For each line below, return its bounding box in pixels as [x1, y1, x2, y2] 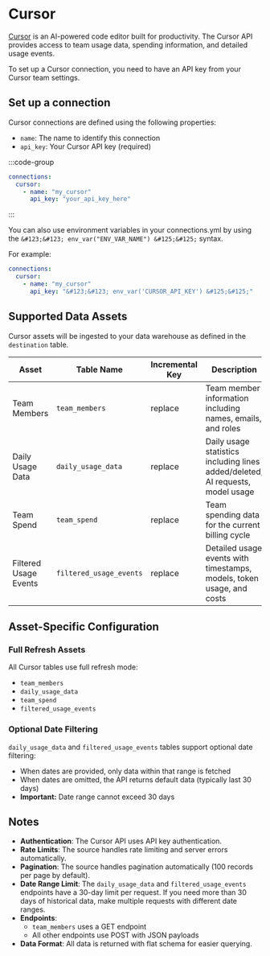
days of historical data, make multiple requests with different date [19, 896, 238, 906]
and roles [205, 422, 241, 434]
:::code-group [8, 157, 55, 167]
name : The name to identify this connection [19, 133, 161, 142]
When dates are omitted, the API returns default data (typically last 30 [19, 774, 252, 785]
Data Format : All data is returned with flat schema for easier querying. [19, 939, 253, 949]
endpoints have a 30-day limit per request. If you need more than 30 [19, 888, 247, 897]
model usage [205, 486, 255, 497]
